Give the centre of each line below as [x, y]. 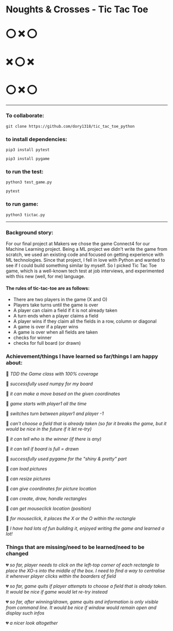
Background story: [30, 232]
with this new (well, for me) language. [45, 276]
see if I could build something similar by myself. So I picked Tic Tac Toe [81, 265]
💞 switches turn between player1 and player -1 [55, 413]
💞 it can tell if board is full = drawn [42, 449]
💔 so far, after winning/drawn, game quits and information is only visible [82, 602]
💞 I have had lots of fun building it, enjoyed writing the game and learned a [85, 528]
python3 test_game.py [29, 182]
